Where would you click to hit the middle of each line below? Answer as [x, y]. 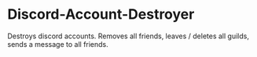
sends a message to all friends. [58, 44]
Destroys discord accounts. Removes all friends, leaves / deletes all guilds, [128, 36]
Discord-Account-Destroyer [101, 14]
